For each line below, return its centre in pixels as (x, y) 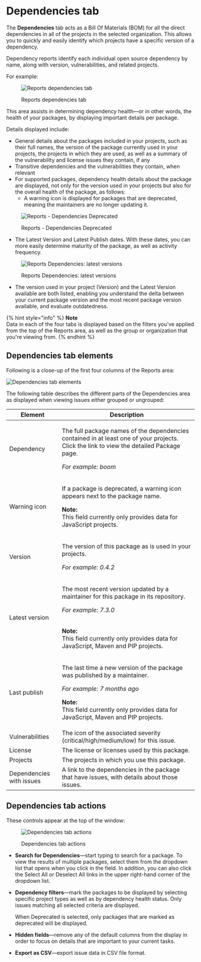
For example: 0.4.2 (88, 567)
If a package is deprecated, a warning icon (122, 488)
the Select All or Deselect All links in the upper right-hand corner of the (102, 874)
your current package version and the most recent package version (98, 300)
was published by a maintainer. (106, 675)
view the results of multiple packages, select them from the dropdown (101, 861)
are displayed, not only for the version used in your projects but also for (103, 185)
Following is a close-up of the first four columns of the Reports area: (90, 370)
